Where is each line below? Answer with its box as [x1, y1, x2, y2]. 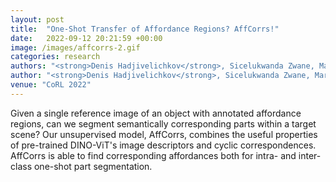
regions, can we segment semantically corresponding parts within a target [10, 117, 317, 130]
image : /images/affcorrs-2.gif [10, 42, 141, 53]
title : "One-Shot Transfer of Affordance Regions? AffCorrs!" [10, 24, 280, 34]
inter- [298, 149, 322, 161]
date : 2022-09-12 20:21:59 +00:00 [10, 33, 163, 43]
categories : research [10, 52, 101, 62]
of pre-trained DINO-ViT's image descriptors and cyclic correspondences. [10, 139, 317, 151]
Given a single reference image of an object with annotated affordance [10, 107, 302, 119]
